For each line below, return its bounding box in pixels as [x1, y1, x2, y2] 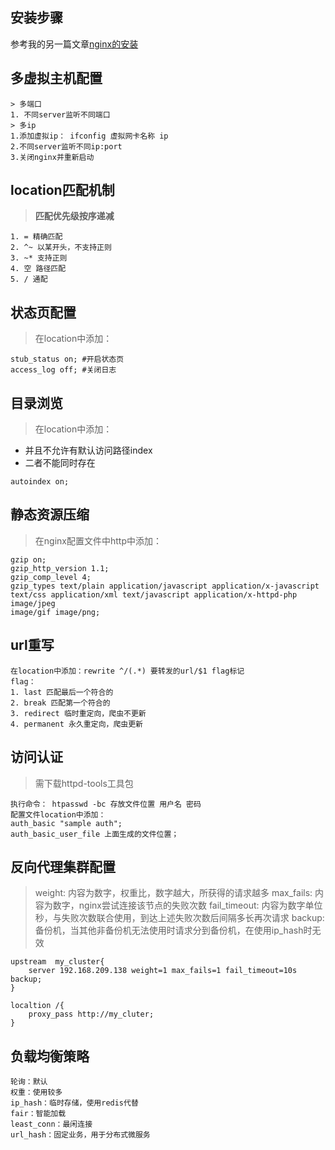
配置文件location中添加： [10, 809, 107, 820]
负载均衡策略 [10, 1048, 90, 1065]
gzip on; [10, 554, 47, 565]
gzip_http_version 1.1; [10, 563, 110, 573]
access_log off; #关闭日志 [10, 365, 117, 375]
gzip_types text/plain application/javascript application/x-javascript [10, 581, 320, 591]
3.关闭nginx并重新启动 [10, 152, 95, 162]
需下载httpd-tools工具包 [34, 777, 134, 789]
